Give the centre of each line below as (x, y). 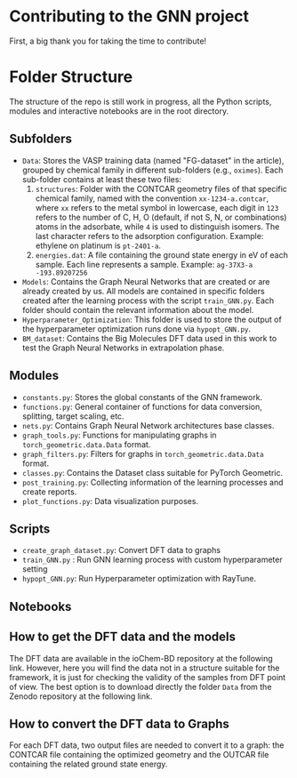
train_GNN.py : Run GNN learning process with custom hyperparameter (152, 560)
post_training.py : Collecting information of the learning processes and (153, 482)
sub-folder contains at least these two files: (102, 179)
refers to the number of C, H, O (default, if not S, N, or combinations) (161, 217)
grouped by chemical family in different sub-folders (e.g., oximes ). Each (153, 170)
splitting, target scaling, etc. (73, 416)
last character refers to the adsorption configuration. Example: (149, 236)
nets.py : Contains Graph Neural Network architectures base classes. (148, 425)
